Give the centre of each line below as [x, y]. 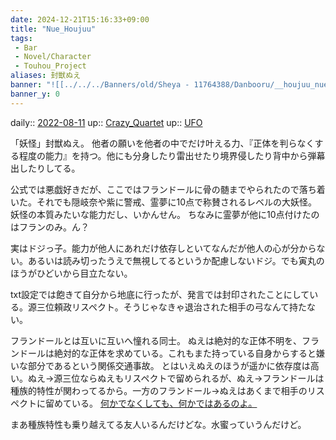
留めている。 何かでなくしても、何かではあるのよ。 [151, 403]
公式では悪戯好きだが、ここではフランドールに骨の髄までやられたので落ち [163, 189]
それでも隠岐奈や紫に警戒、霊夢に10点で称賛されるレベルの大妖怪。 [177, 202]
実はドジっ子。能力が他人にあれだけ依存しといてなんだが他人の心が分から [163, 248]
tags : [21, 38]
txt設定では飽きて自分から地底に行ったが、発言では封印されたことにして [160, 294]
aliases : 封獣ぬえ [46, 76]
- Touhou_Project [50, 66]
